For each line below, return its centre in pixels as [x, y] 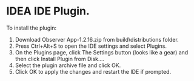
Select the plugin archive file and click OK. [68, 65]
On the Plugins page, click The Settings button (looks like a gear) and [102, 52]
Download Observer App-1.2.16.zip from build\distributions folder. [97, 39]
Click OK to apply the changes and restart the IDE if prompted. [93, 71]
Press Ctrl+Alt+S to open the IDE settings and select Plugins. [91, 46]
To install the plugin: [32, 28]
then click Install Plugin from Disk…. [60, 59]
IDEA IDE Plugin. [48, 11]
